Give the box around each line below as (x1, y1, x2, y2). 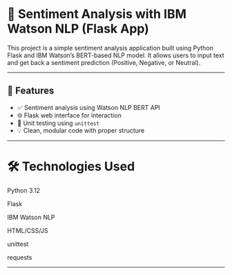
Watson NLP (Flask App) (7, 21, 150, 37)
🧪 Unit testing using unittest (17, 119, 100, 127)
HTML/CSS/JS (7, 226, 48, 234)
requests (7, 253, 32, 261)
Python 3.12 (7, 186, 40, 194)
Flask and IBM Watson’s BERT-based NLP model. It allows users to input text (7, 51, 224, 59)
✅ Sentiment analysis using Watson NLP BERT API (17, 103, 161, 111)
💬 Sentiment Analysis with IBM (7, 6, 186, 22)
